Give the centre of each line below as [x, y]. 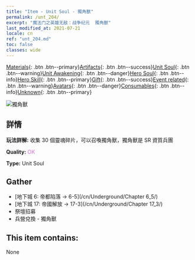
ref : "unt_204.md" [29, 39]
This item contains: [42, 238]
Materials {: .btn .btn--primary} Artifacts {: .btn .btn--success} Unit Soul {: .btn [98, 67]
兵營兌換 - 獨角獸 [36, 219]
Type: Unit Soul [25, 163]
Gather [19, 182]
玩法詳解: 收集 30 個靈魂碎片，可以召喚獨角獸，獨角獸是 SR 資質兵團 [90, 140]
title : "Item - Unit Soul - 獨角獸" [50, 12]
